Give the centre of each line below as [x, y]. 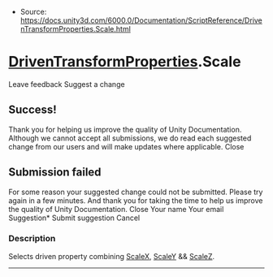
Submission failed [55, 173]
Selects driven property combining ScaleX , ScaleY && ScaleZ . [112, 256]
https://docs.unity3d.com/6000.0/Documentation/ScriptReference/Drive [141, 20]
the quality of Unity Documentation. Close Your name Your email [116, 209]
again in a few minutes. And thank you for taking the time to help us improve [136, 200]
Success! [32, 110]
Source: [33, 12]
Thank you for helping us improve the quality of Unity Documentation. [125, 129]
